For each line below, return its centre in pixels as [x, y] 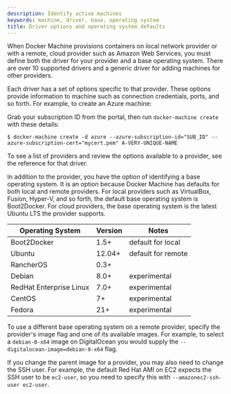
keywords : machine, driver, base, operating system [83, 20]
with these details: [33, 125]
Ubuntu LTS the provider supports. [56, 214]
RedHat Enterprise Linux [50, 287]
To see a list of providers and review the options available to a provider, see [115, 156]
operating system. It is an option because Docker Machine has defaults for [113, 184]
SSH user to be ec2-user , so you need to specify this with [89, 377]
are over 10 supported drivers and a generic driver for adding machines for [114, 68]
